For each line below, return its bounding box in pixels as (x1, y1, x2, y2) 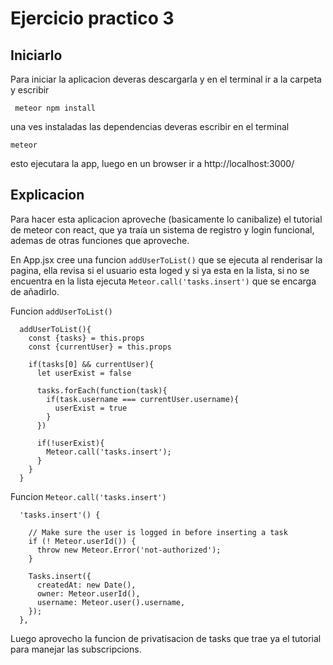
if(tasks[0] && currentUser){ (28, 359, 155, 369)
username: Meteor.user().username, (36, 597, 186, 607)
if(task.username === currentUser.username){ (46, 394, 240, 404)
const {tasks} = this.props (28, 333, 145, 343)
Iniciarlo (10, 47, 63, 64)
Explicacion (10, 187, 85, 204)
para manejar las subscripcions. (10, 643, 142, 655)
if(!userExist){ (36, 438, 105, 448)
